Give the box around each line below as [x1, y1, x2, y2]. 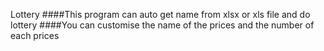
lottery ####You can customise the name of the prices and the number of [10, 19, 315, 31]
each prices [10, 30, 60, 41]
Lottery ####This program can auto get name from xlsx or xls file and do [10, 9, 311, 20]
